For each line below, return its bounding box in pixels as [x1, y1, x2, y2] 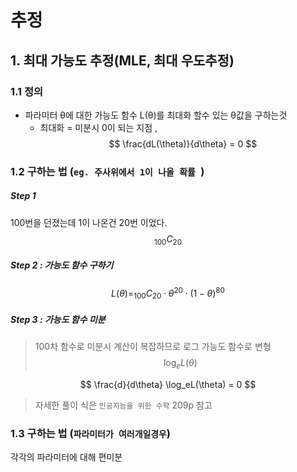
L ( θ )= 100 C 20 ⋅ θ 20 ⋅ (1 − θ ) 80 [111, 285, 225, 301]
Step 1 [10, 190, 37, 202]
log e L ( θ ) [163, 356, 198, 371]
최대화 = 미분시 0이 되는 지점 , [39, 121, 158, 133]
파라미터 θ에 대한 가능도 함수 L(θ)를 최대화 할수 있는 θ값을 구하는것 [24, 109, 288, 121]
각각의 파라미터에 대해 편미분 [10, 451, 123, 463]
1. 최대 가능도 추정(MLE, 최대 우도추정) [10, 52, 235, 69]
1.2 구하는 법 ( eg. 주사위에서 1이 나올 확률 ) [10, 164, 205, 178]
